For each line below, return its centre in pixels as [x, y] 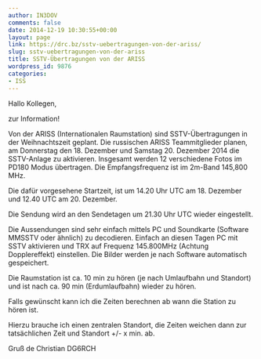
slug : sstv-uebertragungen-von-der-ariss [77, 52]
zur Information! [34, 118]
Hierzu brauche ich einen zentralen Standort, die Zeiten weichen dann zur [127, 325]
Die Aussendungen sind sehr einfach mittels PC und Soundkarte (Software [129, 229]
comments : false [34, 23]
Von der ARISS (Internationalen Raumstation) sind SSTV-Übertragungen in [128, 133]
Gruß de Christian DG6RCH [52, 348]
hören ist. [24, 310]
